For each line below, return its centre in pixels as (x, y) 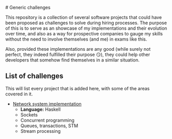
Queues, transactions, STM (49, 126)
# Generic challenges (28, 7)
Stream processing (40, 131)
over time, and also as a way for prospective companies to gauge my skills (84, 34)
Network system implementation (47, 104)
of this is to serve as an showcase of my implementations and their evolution (86, 28)
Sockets (29, 114)
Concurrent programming (47, 120)
